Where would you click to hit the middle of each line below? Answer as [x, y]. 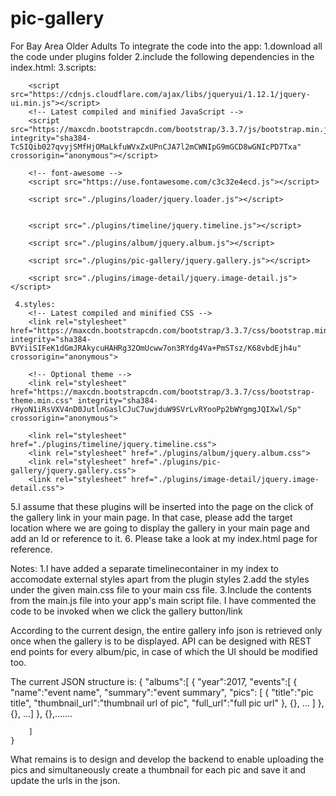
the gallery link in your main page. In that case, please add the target [151, 517]
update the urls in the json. [65, 780]
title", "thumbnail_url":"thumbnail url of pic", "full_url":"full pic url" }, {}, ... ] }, [167, 703]
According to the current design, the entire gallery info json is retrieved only [166, 630]
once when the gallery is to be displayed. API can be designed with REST [161, 641]
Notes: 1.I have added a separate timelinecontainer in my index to [145, 568]
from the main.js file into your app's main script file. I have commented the [163, 600]
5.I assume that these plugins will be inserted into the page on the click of [162, 506]
